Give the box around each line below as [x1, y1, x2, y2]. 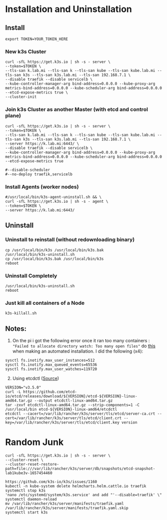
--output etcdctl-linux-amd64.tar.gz [34, 398, 113, 403]
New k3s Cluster [5, 48, 46, 55]
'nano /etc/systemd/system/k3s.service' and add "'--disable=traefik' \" [5, 492, 162, 498]
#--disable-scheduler [5, 167, 50, 172]
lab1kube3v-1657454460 [5, 471, 52, 476]
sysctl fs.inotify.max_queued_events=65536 [5, 362, 97, 367]
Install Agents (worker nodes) [5, 183, 79, 190]
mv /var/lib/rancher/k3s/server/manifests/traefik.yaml [5, 501, 124, 506]
